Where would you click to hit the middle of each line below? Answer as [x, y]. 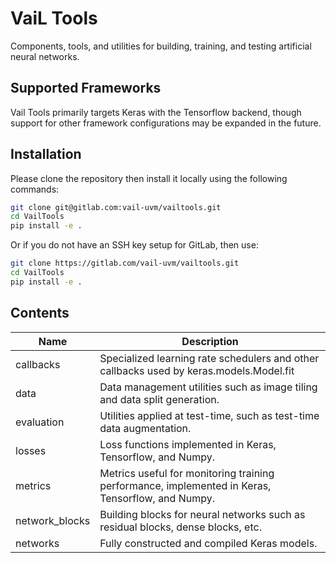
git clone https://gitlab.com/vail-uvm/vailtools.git [125, 263]
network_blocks [53, 520]
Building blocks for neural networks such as [202, 514]
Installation [46, 154]
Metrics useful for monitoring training [187, 473]
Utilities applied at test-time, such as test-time [209, 415]
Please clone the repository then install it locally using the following [149, 178]
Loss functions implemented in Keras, [188, 444]
